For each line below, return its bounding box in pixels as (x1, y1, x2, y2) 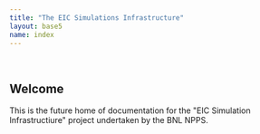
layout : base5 (9, 22, 63, 31)
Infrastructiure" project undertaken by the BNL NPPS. (9, 115, 208, 126)
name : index (9, 30, 54, 39)
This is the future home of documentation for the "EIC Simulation (9, 105, 251, 116)
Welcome (9, 81, 64, 96)
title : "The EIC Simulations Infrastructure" (9, 13, 184, 23)
